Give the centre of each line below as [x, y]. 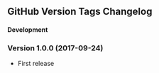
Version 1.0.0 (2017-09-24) [55, 47]
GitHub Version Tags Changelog [80, 12]
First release [36, 64]
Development [28, 29]
